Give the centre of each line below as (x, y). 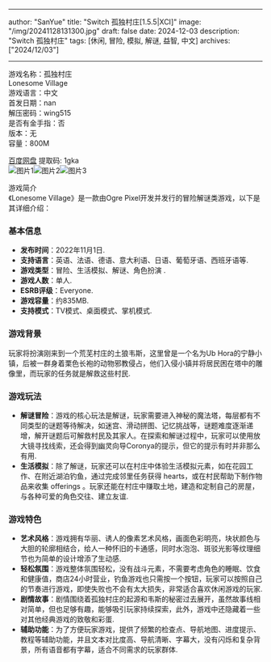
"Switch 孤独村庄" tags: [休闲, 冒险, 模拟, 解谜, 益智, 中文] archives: (119, 40)
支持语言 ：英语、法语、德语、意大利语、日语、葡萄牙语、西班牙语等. (134, 261)
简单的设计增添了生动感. (81, 558)
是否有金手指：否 (37, 123)
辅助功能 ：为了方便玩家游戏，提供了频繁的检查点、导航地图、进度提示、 (140, 630)
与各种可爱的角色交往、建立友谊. (74, 496)
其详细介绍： (29, 208)
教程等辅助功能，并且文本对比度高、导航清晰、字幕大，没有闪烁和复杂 (137, 639)
